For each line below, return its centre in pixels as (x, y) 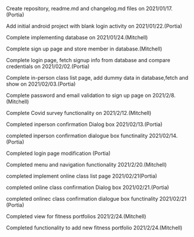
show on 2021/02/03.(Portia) (41, 84)
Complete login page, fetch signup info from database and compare (88, 60)
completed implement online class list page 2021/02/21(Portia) (82, 176)
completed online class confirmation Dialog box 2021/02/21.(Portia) (88, 187)
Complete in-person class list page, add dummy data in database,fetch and (97, 78)
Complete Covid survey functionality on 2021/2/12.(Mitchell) (79, 113)
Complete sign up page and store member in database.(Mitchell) (84, 49)
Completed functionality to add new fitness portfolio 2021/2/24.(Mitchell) (94, 228)
